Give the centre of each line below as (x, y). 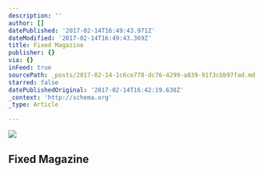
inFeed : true (30, 68)
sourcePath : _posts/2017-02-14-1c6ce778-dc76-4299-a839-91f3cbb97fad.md (132, 75)
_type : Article (34, 105)
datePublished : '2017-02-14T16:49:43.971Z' (82, 30)
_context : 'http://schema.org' (60, 97)
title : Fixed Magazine (46, 45)
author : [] (26, 23)
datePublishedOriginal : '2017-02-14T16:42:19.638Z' (96, 90)
